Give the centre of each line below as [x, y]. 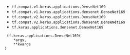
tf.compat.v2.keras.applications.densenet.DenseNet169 [68, 22]
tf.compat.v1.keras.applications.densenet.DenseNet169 [68, 12]
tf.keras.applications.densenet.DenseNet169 [57, 27]
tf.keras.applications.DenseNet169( [44, 36]
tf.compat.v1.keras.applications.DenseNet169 [58, 7]
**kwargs [22, 44]
